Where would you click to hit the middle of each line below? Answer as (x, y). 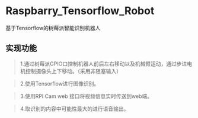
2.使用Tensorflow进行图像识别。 (60, 83)
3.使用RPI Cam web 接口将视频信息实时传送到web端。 (86, 96)
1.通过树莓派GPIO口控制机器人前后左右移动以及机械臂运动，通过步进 (103, 64)
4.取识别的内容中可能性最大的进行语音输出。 (74, 109)
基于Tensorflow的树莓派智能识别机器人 (53, 28)
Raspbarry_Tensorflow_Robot (80, 11)
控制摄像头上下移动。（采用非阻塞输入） (74, 71)
